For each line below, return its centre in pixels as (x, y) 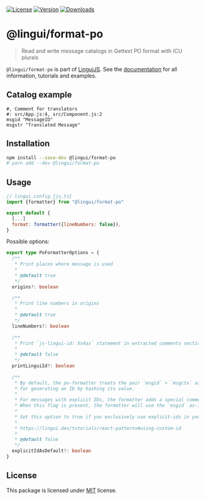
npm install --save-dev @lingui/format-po (61, 158)
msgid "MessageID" (30, 120)
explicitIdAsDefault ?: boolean (52, 451)
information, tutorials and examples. (51, 76)
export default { (28, 213)
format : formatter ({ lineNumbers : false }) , (67, 224)
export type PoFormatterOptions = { (53, 253)
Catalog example (39, 95)
